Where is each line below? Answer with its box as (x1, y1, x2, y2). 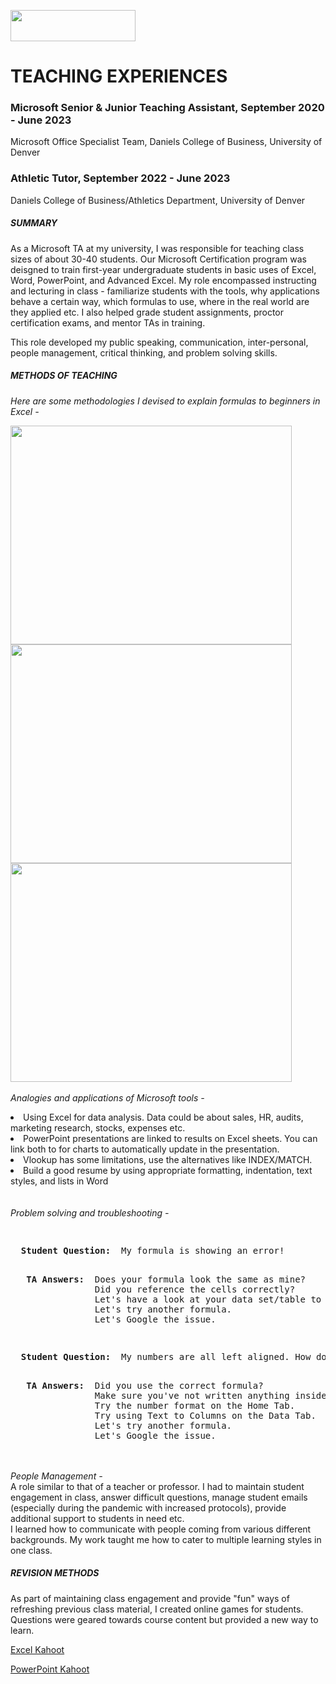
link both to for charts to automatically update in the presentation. (10, 1143, 280, 1155)
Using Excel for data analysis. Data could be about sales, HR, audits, (23, 1111, 304, 1123)
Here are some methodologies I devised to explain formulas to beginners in (10, 395, 321, 407)
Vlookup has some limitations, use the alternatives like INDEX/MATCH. (23, 1153, 313, 1165)
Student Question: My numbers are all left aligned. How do (20, 1351, 327, 1362)
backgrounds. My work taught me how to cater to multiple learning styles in (10, 1533, 322, 1545)
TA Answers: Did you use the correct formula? (26, 1380, 264, 1391)
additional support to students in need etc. (10, 1512, 185, 1524)
